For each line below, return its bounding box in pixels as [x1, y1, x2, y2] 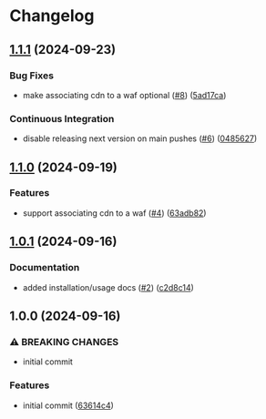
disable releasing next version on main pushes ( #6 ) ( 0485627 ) [22, 133, 258, 144]
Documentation [9, 261, 80, 274]
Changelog [9, 5, 95, 26]
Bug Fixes [9, 69, 55, 82]
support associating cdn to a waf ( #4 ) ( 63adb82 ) [22, 207, 207, 219]
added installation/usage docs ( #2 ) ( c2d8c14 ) [22, 281, 194, 292]
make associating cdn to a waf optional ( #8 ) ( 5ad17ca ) [22, 89, 227, 100]
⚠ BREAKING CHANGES [9, 335, 119, 348]
